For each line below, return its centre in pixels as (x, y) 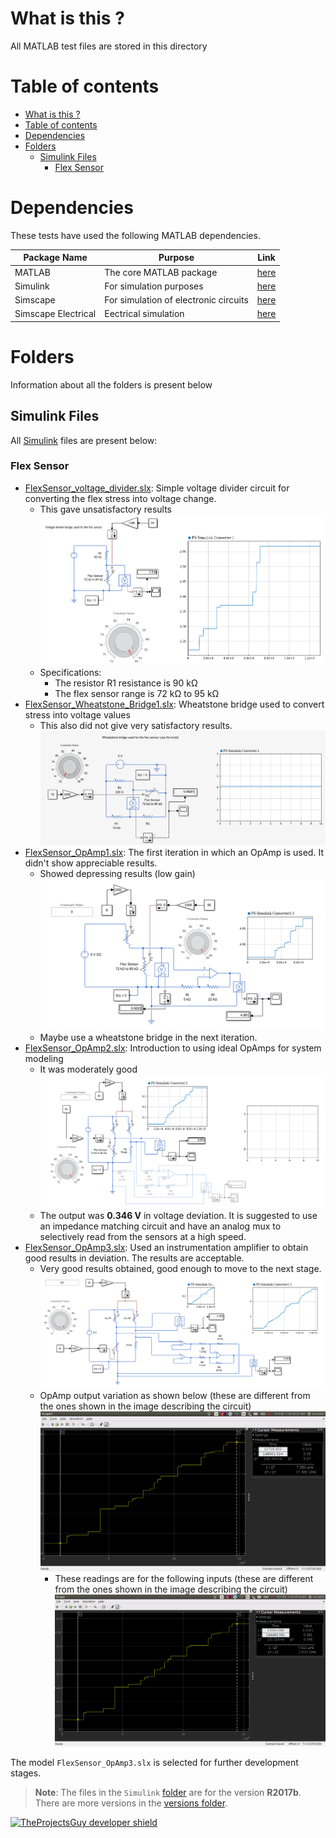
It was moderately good (88, 1069)
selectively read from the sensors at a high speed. (143, 1237)
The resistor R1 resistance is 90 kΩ (126, 683)
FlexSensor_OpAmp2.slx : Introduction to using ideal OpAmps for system (173, 1048)
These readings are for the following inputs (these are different (184, 1579)
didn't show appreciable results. (91, 863)
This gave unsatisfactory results (105, 509)
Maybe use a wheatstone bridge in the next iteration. (148, 1038)
